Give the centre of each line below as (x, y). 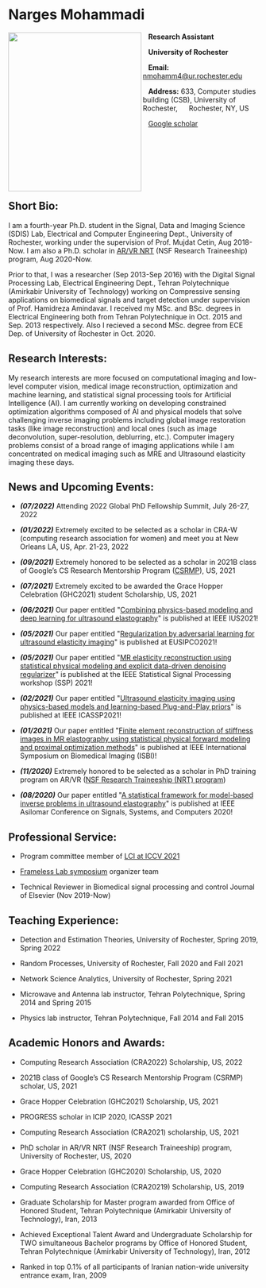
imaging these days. (41, 462)
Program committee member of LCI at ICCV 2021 (100, 857)
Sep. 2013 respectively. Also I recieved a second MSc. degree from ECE (126, 325)
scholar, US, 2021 (48, 1085)
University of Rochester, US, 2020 (75, 1156)
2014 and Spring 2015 (56, 1002)
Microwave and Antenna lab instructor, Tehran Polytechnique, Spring (132, 994)
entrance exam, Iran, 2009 (63, 1275)
